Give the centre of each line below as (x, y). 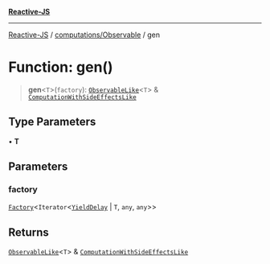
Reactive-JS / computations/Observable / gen (84, 35)
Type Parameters (52, 122)
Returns (29, 232)
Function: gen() (61, 67)
